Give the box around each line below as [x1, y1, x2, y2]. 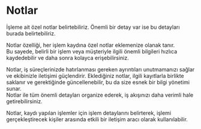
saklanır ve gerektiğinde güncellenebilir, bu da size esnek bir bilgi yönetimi [6, 79, 190, 86]
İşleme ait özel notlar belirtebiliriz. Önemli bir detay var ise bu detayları [6, 23, 180, 31]
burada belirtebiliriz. [6, 29, 56, 37]
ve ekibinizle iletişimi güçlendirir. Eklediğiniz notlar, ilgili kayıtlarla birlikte [6, 72, 184, 79]
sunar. [6, 85, 22, 92]
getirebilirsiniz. [6, 97, 43, 105]
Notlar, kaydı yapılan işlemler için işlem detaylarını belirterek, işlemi [6, 109, 172, 116]
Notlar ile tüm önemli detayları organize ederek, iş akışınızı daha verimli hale [6, 91, 194, 98]
